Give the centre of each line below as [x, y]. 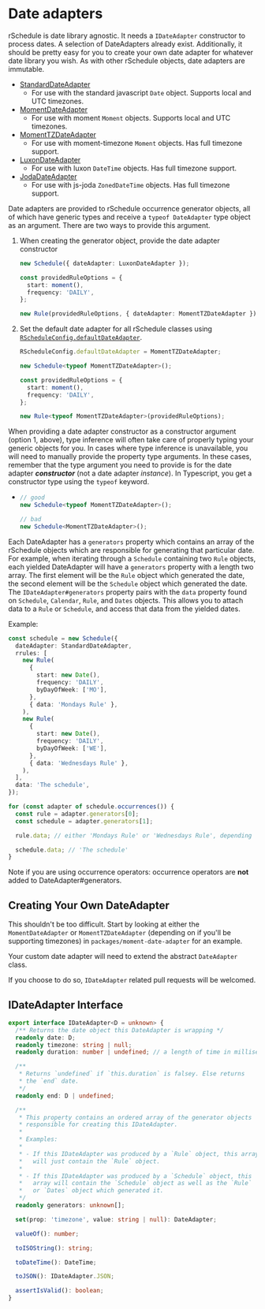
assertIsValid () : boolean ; [60, 1291]
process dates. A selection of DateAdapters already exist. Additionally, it [125, 43]
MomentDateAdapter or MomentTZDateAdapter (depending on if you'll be [119, 933]
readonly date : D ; [46, 1038]
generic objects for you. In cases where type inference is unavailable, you [128, 448]
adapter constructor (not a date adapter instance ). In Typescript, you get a [130, 473]
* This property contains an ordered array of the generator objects [135, 1117]
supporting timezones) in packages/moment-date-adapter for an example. [125, 941]
